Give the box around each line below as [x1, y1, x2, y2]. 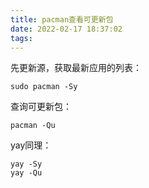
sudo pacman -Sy [10, 82, 78, 92]
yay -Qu [10, 168, 43, 178]
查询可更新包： [10, 101, 72, 113]
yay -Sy [10, 159, 43, 170]
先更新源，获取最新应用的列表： [10, 62, 142, 74]
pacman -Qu [10, 121, 56, 131]
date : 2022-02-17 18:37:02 [10, 24, 123, 34]
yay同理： [10, 139, 52, 151]
